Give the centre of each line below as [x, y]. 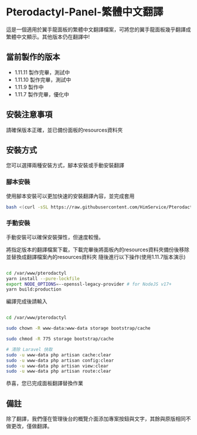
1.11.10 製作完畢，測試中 [43, 79]
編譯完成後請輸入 [27, 301]
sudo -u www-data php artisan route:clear [59, 371]
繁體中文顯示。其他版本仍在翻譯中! [48, 36]
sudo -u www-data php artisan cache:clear [59, 355]
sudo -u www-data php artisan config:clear [60, 360]
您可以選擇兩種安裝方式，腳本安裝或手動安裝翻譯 [65, 166]
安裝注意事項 [29, 115]
